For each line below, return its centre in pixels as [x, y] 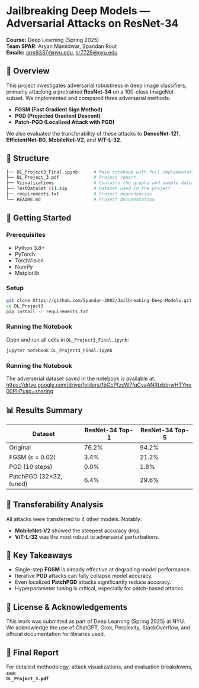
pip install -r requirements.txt [47, 311]
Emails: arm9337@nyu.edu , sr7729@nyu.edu [62, 52]
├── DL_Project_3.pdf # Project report [71, 178]
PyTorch [25, 254]
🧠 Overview [28, 71]
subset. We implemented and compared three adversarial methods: [88, 98]
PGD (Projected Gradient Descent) [58, 115]
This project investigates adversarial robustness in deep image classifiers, [97, 85]
